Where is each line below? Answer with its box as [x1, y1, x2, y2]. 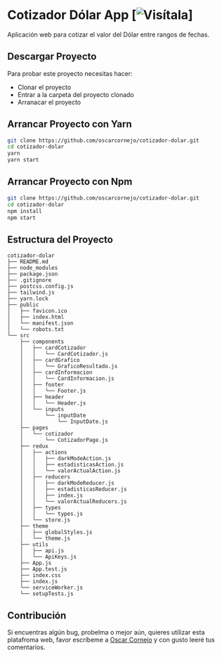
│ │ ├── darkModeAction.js [20, 455, 112, 462]
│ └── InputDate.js [20, 418, 109, 425]
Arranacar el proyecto [17, 98, 81, 106]
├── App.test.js [20, 566, 68, 573]
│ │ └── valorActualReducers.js [20, 498, 128, 505]
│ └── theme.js [20, 535, 71, 542]
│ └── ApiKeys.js [20, 554, 77, 561]
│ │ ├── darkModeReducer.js [20, 480, 115, 487]
